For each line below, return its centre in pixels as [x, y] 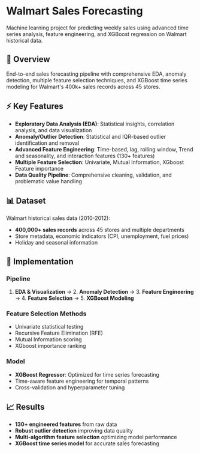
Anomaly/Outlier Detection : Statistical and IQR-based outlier [90, 136]
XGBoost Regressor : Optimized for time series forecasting [87, 374]
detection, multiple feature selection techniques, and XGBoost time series [97, 80]
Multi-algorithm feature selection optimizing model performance [96, 437]
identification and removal [47, 143]
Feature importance [39, 168]
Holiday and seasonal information [56, 243]
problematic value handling [49, 181]
